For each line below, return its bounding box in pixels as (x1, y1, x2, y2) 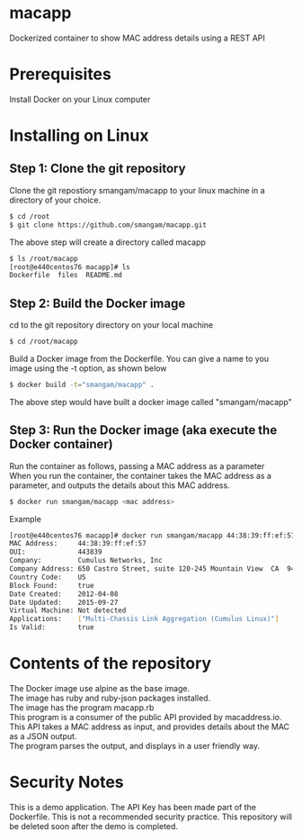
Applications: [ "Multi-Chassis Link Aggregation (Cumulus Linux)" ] (9, 615, 280, 624)
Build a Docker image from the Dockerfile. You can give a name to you (9, 353, 270, 364)
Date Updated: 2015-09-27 (9, 598, 119, 607)
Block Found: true (9, 581, 94, 590)
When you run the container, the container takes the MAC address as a (9, 470, 272, 481)
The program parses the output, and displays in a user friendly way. (9, 740, 261, 751)
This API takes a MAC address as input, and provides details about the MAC (9, 721, 290, 732)
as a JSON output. (9, 730, 77, 741)
